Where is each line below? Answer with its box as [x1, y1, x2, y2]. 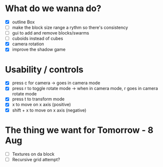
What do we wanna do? [5, 3, 102, 14]
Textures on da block [12, 151, 54, 157]
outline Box [12, 19, 35, 25]
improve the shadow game [12, 47, 66, 53]
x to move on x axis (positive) [12, 102, 72, 108]
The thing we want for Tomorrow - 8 [5, 125, 154, 135]
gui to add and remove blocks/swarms [12, 30, 89, 36]
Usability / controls [5, 64, 84, 75]
